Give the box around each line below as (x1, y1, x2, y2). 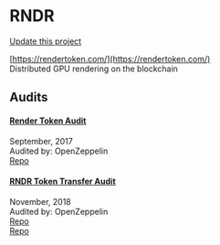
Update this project (9, 36, 82, 47)
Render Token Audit (9, 115, 87, 126)
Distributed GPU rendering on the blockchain (9, 63, 178, 74)
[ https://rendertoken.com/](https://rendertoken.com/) (9, 53, 211, 64)
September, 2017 (9, 135, 73, 146)
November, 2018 (9, 196, 71, 207)
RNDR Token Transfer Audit (9, 176, 116, 187)
